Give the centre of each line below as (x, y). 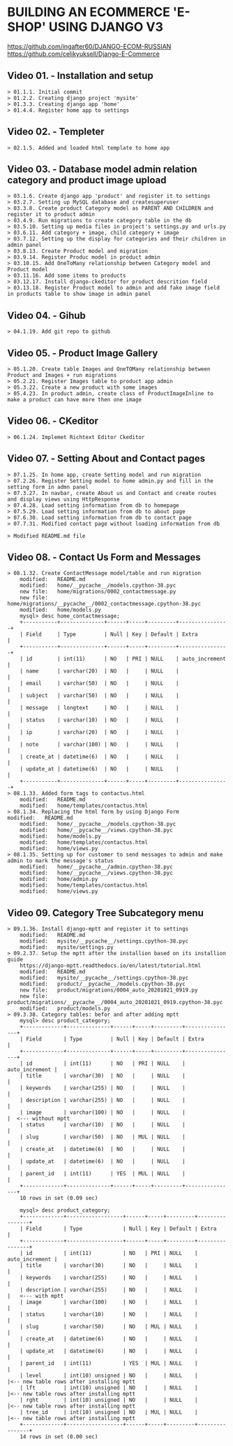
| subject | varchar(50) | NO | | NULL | (99, 696)
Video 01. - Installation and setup (80, 76)
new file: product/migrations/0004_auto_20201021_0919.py (109, 990)
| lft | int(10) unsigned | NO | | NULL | (109, 1388)
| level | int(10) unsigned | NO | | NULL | (109, 1376)
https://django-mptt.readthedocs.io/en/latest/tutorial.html (110, 966)
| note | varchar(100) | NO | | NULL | (99, 745)
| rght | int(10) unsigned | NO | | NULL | (109, 1400)
